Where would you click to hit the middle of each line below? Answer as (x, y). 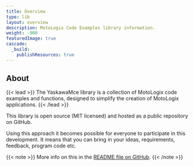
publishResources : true (46, 55)
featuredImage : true (31, 38)
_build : (21, 50)
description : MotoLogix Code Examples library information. (81, 28)
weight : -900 (22, 33)
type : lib (18, 17)
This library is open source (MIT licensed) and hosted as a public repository (97, 116)
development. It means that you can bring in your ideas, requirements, (91, 140)
